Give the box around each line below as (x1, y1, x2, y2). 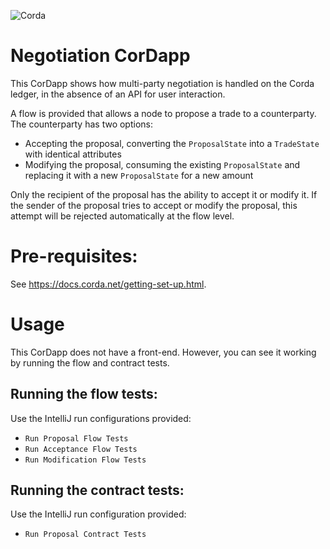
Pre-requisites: (10, 245, 138, 268)
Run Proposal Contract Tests (24, 530, 147, 540)
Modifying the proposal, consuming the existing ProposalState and (24, 158, 301, 170)
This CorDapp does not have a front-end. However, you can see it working (10, 346, 317, 358)
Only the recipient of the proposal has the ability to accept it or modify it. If (10, 188, 318, 200)
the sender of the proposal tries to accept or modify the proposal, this (10, 199, 298, 211)
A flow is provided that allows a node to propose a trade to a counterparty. (10, 107, 317, 119)
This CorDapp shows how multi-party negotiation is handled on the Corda (10, 77, 315, 89)
